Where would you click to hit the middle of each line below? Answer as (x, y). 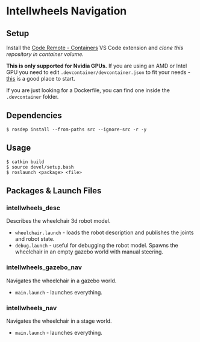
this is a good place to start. (41, 79)
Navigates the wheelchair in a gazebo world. (61, 281)
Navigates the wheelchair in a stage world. (59, 321)
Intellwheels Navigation (67, 11)
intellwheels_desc (33, 208)
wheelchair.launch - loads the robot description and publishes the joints (104, 232)
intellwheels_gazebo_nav (44, 267)
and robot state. (35, 239)
